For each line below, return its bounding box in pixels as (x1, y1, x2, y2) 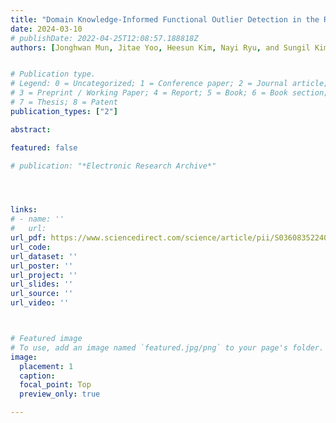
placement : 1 (19, 361, 74, 371)
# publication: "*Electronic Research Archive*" (10, 161, 217, 171)
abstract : (10, 124, 52, 135)
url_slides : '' (10, 279, 74, 290)
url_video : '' (10, 298, 70, 308)
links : (10, 205, 38, 215)
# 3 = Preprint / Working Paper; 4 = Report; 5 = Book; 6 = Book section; (10, 88, 329, 98)
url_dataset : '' (10, 251, 78, 261)
